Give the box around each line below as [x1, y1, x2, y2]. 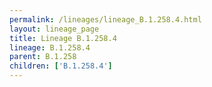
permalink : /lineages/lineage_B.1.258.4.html [9, 14, 202, 25]
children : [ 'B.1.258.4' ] [9, 61, 113, 71]
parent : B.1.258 [9, 52, 77, 62]
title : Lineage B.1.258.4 [9, 33, 117, 43]
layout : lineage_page [9, 24, 100, 34]
